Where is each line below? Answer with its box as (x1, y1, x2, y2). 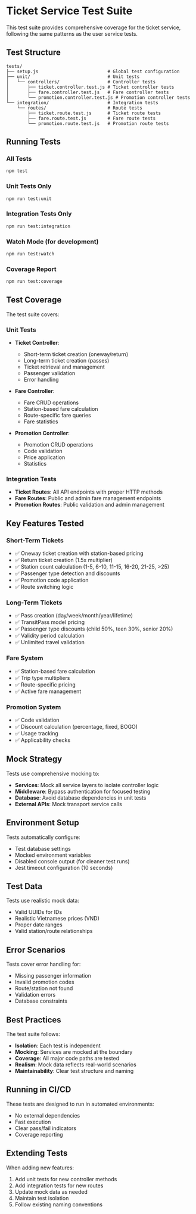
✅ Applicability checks (14, 736, 71, 744)
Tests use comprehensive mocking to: (6, 770, 100, 777)
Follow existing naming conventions (14, 1201, 103, 1208)
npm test (6, 168, 28, 174)
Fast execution (14, 1118, 51, 1125)
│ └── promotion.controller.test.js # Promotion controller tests (6, 94, 191, 101)
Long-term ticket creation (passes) (23, 357, 110, 364)
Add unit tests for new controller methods (14, 1175, 117, 1182)
